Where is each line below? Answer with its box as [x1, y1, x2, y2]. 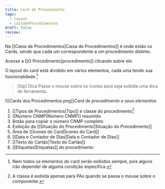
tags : [5, 12, 16, 17]
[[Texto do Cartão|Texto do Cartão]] [12, 139, 85, 145]
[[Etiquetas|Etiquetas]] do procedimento [12, 144, 94, 150]
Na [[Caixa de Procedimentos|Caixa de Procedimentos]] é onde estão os [5, 44, 153, 49]
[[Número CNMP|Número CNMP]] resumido [12, 113, 102, 119]
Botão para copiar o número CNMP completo [12, 118, 104, 124]
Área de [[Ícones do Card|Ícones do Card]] [12, 129, 99, 135]
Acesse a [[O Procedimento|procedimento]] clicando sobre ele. [5, 58, 134, 64]
